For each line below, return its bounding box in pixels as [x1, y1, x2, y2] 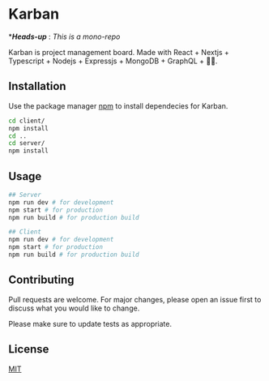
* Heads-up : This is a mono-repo [8, 32, 121, 41]
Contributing [8, 273, 75, 287]
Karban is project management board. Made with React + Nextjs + [8, 47, 229, 57]
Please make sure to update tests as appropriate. [8, 319, 173, 328]
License [8, 342, 49, 357]
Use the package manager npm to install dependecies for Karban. [8, 101, 228, 110]
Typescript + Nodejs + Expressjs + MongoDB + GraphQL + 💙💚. [8, 56, 218, 66]
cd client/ [8, 117, 45, 125]
